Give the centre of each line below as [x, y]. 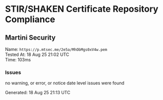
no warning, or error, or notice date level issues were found [65, 83]
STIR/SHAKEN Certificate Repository [82, 9]
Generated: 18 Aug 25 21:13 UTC [38, 93]
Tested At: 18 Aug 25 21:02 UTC [37, 54]
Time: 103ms [18, 60]
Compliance [30, 19]
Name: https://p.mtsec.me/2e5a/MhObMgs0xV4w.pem [56, 49]
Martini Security [30, 37]
